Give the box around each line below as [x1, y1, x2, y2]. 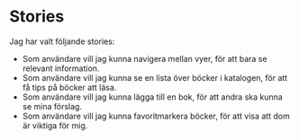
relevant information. [22, 63, 100, 74]
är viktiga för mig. [22, 119, 88, 131]
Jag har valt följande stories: [9, 36, 115, 47]
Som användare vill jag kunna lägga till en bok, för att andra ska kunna [22, 92, 284, 102]
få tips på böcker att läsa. [22, 82, 117, 92]
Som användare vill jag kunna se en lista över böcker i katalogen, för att [22, 72, 288, 83]
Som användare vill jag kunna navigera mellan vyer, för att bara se [22, 53, 267, 64]
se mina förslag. [22, 101, 83, 111]
